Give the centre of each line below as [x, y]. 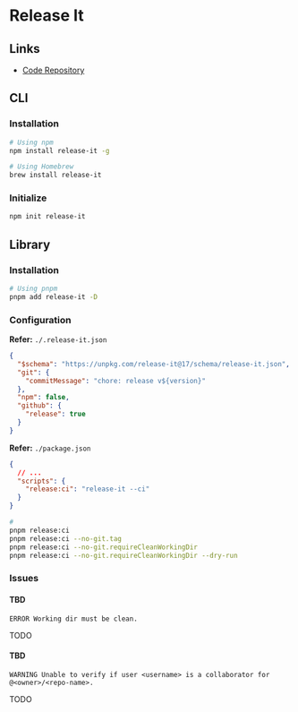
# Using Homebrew [42, 167]
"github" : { [40, 406]
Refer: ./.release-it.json [58, 339]
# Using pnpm [34, 289]
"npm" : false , [43, 398]
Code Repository [53, 70]
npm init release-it [48, 217]
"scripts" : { [42, 481]
